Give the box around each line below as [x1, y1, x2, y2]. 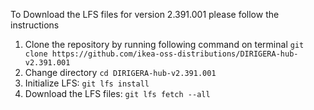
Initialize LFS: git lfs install [24, 77, 150, 89]
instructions [10, 19, 60, 31]
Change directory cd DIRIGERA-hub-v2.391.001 [24, 67, 217, 78]
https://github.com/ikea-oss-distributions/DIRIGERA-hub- [51, 49, 299, 59]
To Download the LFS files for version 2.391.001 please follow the [10, 9, 280, 20]
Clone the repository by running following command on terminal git [24, 39, 305, 50]
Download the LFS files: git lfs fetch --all [24, 88, 211, 99]
